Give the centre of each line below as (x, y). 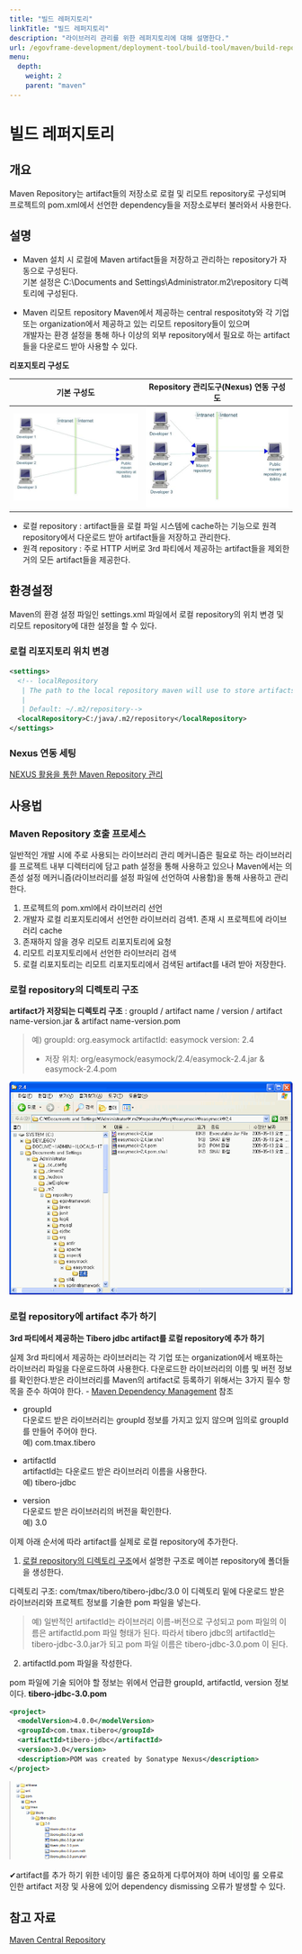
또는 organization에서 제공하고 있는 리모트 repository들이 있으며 (136, 324)
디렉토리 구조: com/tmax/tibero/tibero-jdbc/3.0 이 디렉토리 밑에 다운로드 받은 (147, 1591)
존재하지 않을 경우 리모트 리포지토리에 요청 (97, 942)
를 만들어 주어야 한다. (59, 1431)
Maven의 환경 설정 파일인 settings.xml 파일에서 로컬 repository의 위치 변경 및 (147, 614)
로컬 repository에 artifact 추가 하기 (83, 1317)
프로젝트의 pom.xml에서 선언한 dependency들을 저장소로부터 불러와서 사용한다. (151, 205)
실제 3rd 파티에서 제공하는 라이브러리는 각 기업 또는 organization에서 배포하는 (147, 1357)
